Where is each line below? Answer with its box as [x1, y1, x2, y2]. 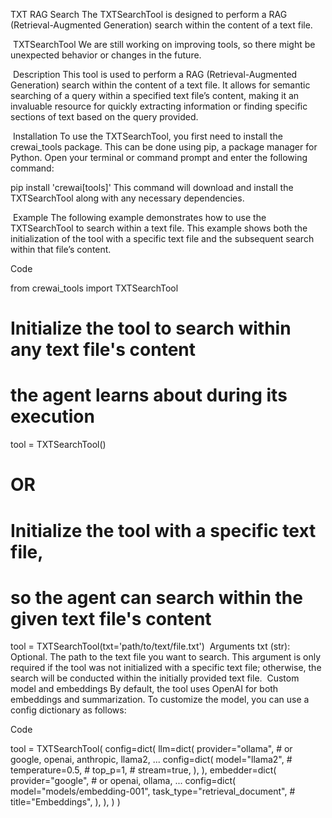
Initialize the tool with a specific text [10, 519, 317, 542]
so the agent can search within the [10, 586, 303, 609]
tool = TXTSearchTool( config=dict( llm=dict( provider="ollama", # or [10, 743, 293, 755]
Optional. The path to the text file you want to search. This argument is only [10, 651, 322, 663]
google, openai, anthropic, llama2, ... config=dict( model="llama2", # [10, 754, 293, 766]
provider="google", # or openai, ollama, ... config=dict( [10, 775, 237, 787]
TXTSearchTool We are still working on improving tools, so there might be [12, 39, 316, 50]
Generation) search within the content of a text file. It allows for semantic [10, 79, 311, 91]
